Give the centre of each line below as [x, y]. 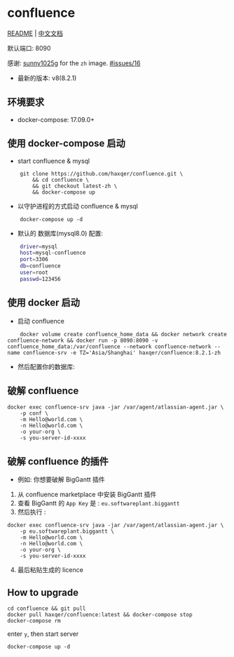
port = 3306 [34, 260]
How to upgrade [43, 592]
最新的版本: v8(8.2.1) [47, 78]
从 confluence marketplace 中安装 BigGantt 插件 [87, 495]
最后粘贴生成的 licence [50, 570]
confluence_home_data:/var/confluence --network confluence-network [109, 346]
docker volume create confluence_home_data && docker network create [124, 334]
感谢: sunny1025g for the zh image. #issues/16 [74, 63]
